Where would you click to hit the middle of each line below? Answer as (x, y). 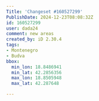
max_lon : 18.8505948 (37, 78)
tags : (13, 45)
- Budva (16, 56)
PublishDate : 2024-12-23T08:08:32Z (50, 17)
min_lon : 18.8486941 (37, 67)
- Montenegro (22, 50)
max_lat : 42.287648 (35, 84)
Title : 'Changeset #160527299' (44, 12)
